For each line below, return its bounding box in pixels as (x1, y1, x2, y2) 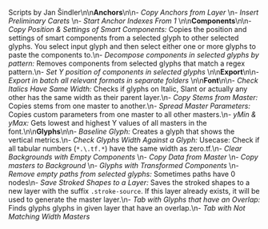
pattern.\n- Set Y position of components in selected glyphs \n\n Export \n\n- (8, 67, 260, 76)
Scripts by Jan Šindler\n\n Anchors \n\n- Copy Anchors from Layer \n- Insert (8, 8, 259, 17)
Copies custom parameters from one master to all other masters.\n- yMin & (8, 110, 257, 119)
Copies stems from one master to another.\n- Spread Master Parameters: (8, 101, 250, 110)
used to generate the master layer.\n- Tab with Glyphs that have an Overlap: (8, 195, 261, 204)
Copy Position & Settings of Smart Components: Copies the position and (8, 25, 247, 34)
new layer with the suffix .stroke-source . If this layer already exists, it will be (8, 187, 260, 195)
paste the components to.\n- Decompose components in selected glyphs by (8, 50, 260, 59)
